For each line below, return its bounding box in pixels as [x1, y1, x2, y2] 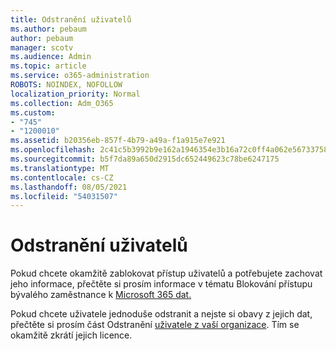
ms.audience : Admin [10, 52, 92, 62]
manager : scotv [10, 42, 74, 53]
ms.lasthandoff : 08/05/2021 [10, 182, 128, 192]
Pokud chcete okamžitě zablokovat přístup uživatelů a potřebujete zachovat [10, 267, 323, 280]
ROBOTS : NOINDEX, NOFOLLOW [10, 80, 123, 90]
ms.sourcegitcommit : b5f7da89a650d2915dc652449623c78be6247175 [10, 154, 280, 164]
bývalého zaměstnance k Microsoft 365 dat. [10, 289, 192, 301]
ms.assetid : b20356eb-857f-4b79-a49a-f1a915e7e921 [10, 136, 226, 146]
